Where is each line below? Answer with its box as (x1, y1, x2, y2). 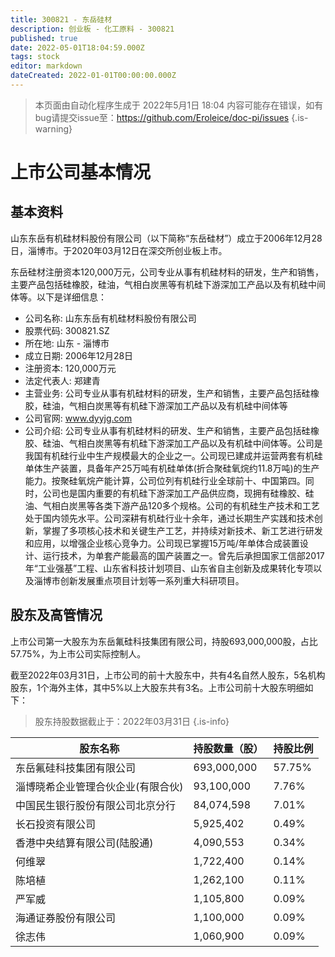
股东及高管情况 (10, 607, 103, 624)
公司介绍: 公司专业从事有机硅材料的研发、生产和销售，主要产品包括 (24, 424, 302, 436)
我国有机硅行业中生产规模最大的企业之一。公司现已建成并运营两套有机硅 (24, 449, 323, 461)
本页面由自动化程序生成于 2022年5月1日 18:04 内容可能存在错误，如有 (34, 99, 324, 111)
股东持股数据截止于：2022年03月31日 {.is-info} (34, 715, 230, 727)
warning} (34, 122, 73, 135)
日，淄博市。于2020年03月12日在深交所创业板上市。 (10, 244, 228, 256)
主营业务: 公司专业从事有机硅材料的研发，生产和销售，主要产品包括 (24, 387, 302, 399)
